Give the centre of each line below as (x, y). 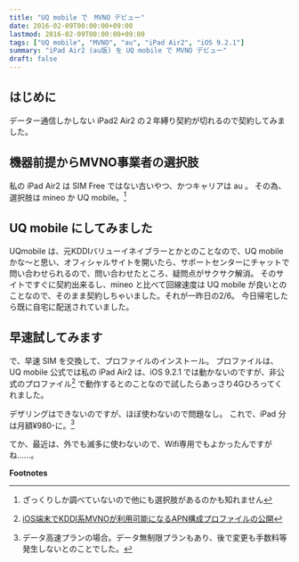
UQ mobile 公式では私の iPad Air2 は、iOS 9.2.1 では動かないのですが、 (139, 372)
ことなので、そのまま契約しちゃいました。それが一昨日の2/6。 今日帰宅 (141, 296)
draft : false (33, 59)
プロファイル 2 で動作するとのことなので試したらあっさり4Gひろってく (154, 383)
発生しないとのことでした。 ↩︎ (77, 549)
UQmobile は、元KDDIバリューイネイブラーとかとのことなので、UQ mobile (146, 252)
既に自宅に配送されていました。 (75, 307)
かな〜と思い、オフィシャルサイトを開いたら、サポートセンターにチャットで (149, 262)
